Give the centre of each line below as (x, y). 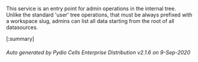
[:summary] (20, 39)
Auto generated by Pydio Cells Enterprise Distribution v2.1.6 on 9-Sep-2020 (98, 52)
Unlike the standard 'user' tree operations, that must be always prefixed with (99, 15)
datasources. (22, 27)
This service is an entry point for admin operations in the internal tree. (91, 9)
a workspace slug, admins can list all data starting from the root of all (90, 21)
